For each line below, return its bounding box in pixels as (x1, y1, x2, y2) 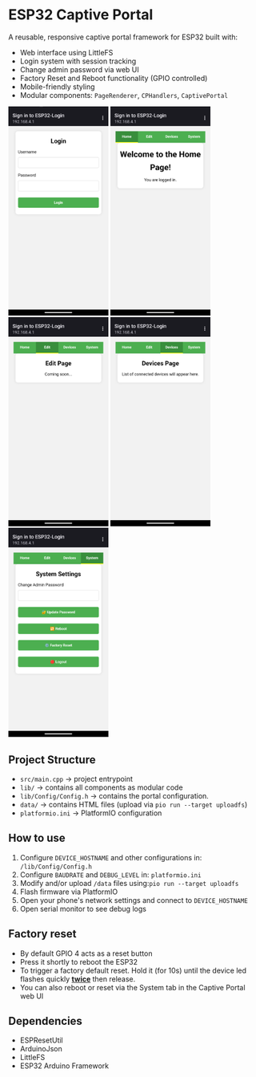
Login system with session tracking (19, 56, 137, 66)
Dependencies (8, 1014, 82, 1028)
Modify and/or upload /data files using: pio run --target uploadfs (19, 878, 239, 888)
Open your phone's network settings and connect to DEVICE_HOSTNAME (19, 895, 248, 904)
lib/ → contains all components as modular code (19, 782, 183, 792)
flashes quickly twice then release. (19, 973, 136, 984)
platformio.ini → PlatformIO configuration (19, 808, 162, 818)
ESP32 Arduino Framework (19, 1061, 110, 1071)
